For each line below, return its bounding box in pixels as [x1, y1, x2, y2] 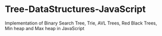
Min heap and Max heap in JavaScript [5, 25, 85, 31]
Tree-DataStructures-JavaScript [5, 3, 146, 15]
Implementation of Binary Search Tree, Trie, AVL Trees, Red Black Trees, [5, 20, 157, 26]
